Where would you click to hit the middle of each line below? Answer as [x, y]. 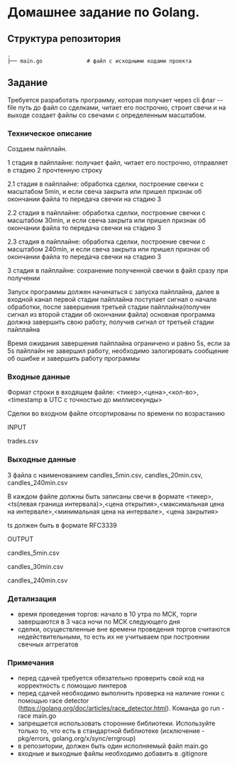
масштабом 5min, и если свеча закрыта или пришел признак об [105, 192]
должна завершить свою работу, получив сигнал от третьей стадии [111, 322]
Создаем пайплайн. [37, 149]
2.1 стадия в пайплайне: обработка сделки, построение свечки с [106, 184]
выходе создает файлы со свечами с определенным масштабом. [107, 115]
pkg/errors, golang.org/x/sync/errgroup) [77, 739]
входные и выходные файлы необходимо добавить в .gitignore [112, 754]
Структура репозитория [64, 39]
